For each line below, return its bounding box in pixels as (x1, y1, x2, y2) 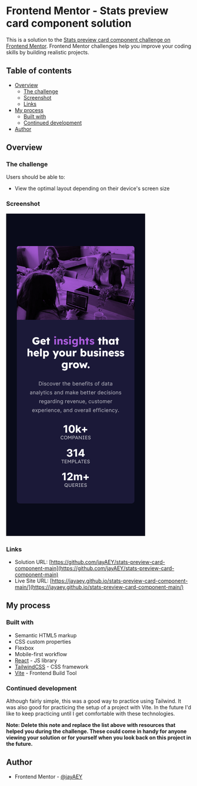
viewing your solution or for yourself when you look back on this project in (6, 734, 191, 741)
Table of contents (6, 66, 72, 76)
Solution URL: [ (14, 559, 51, 566)
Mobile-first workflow (14, 650, 68, 657)
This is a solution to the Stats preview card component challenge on (6, 36, 171, 43)
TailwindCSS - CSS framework (14, 663, 89, 670)
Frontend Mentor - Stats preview (6, 4, 169, 18)
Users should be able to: (6, 173, 66, 181)
